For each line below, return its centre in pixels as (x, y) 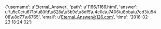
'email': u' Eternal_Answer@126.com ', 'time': (85, 17)
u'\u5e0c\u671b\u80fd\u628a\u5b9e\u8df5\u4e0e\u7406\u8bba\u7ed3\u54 (80, 12)
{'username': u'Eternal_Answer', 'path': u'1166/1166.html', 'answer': (71, 7)
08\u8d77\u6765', (23, 17)
